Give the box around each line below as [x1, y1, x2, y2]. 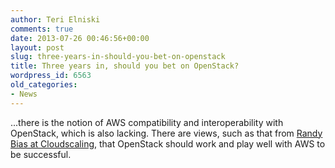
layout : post [10, 42, 65, 53]
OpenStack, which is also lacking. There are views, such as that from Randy [10, 127, 323, 139]
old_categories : [10, 80, 78, 90]
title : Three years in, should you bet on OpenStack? [10, 61, 240, 71]
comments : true [10, 24, 74, 34]
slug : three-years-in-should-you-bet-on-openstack [10, 52, 226, 62]
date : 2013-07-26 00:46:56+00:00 [10, 33, 150, 43]
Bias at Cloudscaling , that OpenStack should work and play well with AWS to [10, 137, 326, 150]
